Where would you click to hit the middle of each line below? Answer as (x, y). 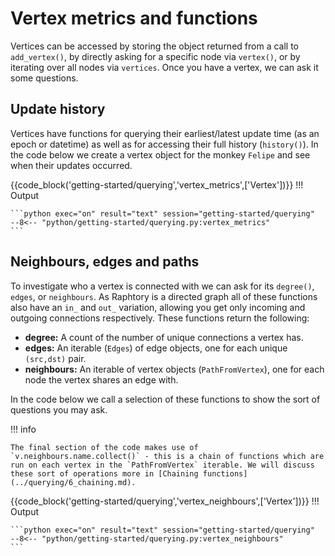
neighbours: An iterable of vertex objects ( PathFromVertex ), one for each (174, 369)
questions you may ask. (59, 409)
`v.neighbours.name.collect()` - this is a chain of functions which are (167, 456)
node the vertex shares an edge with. (101, 379)
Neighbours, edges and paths (105, 262)
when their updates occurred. (71, 165)
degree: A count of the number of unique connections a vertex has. (164, 337)
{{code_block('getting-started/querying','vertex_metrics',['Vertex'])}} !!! (157, 184)
